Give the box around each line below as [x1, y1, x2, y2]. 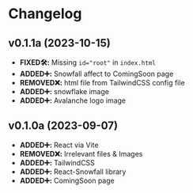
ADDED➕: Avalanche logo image [19, 96, 127, 105]
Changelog [8, 5, 82, 23]
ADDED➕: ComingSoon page [19, 176, 115, 185]
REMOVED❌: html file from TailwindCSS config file [19, 78, 185, 87]
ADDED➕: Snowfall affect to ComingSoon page [19, 69, 174, 78]
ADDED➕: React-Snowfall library [19, 167, 127, 176]
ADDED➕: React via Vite [19, 140, 99, 149]
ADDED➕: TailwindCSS [19, 157, 95, 167]
